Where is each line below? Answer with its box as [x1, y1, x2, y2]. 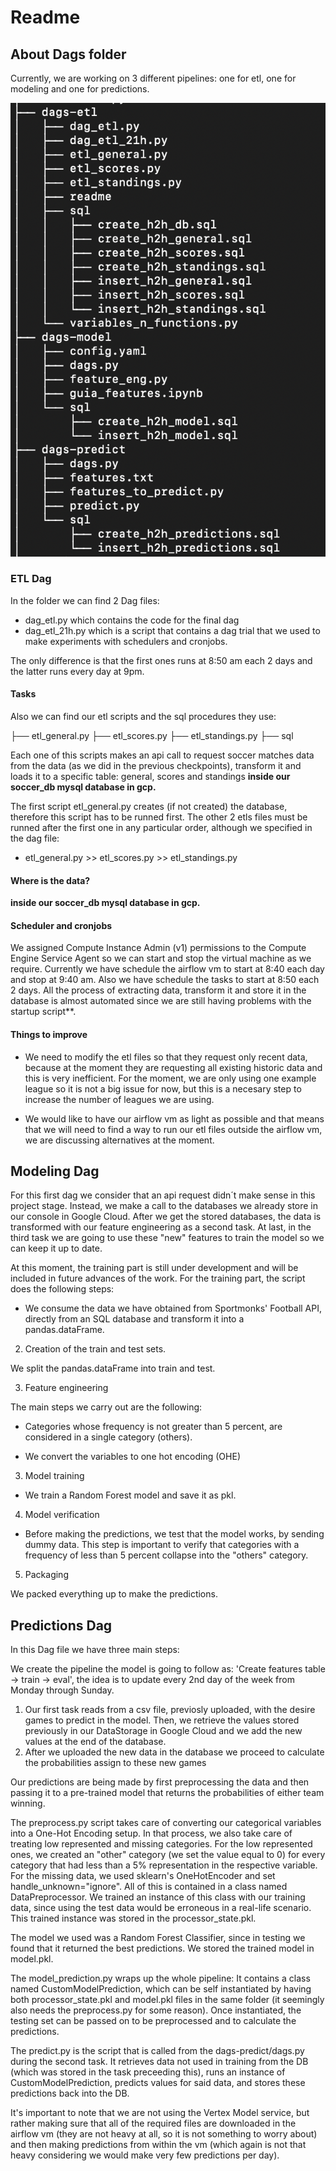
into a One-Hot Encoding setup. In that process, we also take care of [10, 1827, 293, 1840]
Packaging [24, 1569, 69, 1581]
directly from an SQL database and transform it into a [24, 1313, 245, 1325]
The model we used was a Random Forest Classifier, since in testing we [10, 1932, 306, 1944]
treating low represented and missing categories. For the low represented [10, 1838, 313, 1850]
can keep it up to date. [10, 1242, 103, 1255]
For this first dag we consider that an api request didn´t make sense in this [10, 1189, 316, 1201]
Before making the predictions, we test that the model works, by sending [24, 1528, 325, 1540]
